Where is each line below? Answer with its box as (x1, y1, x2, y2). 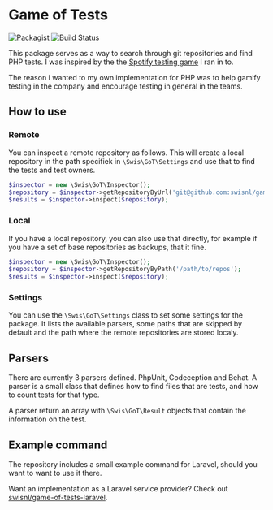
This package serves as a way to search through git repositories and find (8, 48, 253, 58)
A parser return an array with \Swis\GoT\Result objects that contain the (8, 406, 246, 416)
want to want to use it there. (8, 469, 102, 478)
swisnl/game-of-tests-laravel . (8, 493, 108, 503)
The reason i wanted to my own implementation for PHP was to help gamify (8, 72, 262, 82)
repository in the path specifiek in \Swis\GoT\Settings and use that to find (8, 156, 256, 166)
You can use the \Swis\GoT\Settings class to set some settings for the (8, 310, 244, 320)
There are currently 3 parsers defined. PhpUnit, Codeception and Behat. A (8, 373, 258, 382)
